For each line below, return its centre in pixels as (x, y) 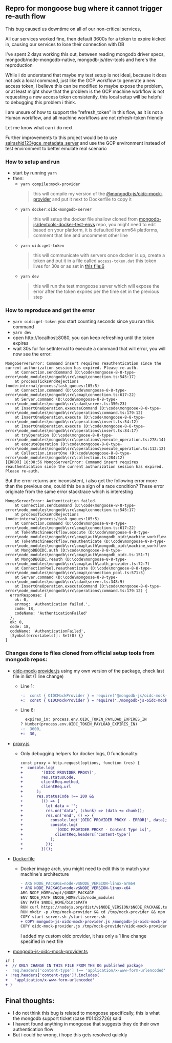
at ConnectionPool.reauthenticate (51, 568)
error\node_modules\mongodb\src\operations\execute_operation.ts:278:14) (86, 440)
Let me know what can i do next (39, 127)
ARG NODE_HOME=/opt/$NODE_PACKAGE (57, 893)
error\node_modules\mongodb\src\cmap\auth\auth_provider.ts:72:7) (78, 564)
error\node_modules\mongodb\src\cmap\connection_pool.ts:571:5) (75, 573)
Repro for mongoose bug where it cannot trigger (84, 8)
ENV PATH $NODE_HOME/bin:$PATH (54, 902)
